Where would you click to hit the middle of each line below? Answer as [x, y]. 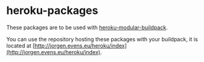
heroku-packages [52, 11]
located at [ [21, 46]
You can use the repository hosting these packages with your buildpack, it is [102, 39]
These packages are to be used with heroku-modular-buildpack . [87, 27]
